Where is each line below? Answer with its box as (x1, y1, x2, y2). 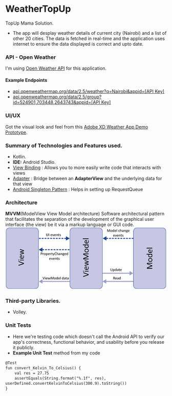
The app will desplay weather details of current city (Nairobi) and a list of (12, 30, 167, 36)
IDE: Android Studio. (12, 159, 56, 165)
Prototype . (5, 129, 28, 135)
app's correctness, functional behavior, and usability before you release (12, 339, 165, 345)
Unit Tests (5, 322, 32, 329)
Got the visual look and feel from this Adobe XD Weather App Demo (5, 123, 148, 130)
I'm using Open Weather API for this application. (5, 65, 106, 72)
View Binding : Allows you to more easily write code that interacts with (12, 164, 161, 171)
